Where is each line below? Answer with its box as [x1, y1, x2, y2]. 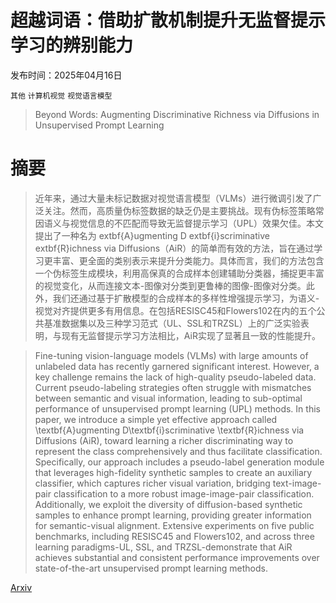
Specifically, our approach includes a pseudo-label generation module [34, 456, 325, 468]
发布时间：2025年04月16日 [10, 69, 123, 81]
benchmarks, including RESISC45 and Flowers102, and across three [34, 530, 315, 542]
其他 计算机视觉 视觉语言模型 [10, 91, 113, 101]
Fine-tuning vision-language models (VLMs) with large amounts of [34, 349, 309, 361]
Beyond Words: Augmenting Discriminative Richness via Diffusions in [34, 108, 320, 120]
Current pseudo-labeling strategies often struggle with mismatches [34, 381, 312, 393]
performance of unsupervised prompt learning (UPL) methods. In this [34, 402, 321, 415]
